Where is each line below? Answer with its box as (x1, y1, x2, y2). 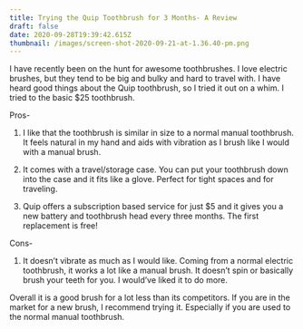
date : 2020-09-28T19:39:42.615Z (9, 30, 132, 39)
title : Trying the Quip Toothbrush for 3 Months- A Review (9, 13, 238, 23)
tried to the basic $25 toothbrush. (9, 92, 135, 103)
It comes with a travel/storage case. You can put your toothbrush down (22, 164, 288, 175)
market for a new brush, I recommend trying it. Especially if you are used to (9, 302, 291, 313)
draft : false (9, 22, 59, 31)
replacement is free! (22, 220, 98, 231)
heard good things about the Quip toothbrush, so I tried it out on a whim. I (9, 82, 284, 93)
